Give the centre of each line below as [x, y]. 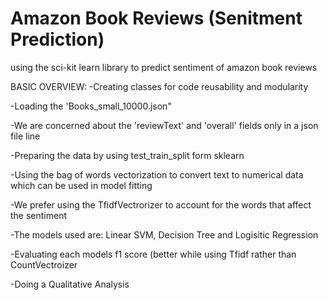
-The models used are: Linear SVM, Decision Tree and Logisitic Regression [164, 234]
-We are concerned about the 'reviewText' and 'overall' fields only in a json [164, 125]
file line [25, 136]
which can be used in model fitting [81, 185]
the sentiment [39, 215]
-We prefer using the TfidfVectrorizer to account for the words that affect [161, 204]
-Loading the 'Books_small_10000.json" [91, 106]
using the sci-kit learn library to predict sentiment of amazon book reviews [164, 67]
